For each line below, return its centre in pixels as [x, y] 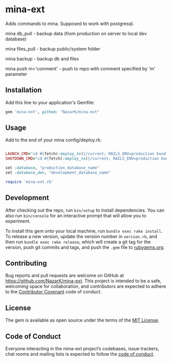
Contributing [26, 264]
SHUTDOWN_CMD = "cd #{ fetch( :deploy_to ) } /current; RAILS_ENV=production [82, 159]
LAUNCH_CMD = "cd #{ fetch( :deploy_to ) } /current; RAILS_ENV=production [80, 154]
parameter [16, 74]
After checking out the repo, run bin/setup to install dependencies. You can [85, 210]
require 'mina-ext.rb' [29, 182]
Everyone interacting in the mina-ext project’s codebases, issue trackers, [82, 349]
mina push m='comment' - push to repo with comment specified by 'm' [80, 69]
